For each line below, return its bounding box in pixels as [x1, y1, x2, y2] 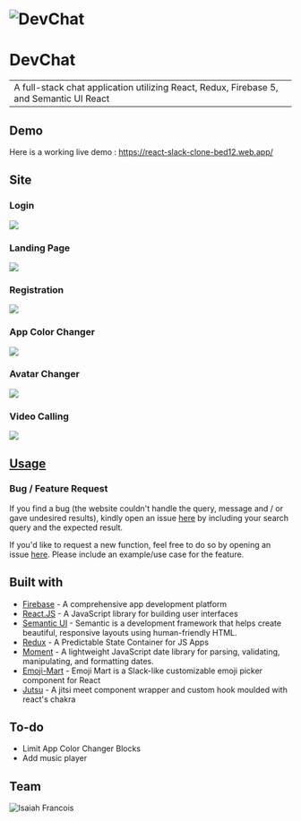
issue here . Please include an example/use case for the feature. [9, 549, 245, 560]
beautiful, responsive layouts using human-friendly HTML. [21, 627, 237, 637]
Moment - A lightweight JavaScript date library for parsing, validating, [21, 646, 280, 657]
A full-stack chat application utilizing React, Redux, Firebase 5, [13, 81, 279, 94]
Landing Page [9, 242, 71, 254]
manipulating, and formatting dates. [21, 655, 154, 666]
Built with [9, 575, 64, 590]
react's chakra [21, 694, 76, 705]
